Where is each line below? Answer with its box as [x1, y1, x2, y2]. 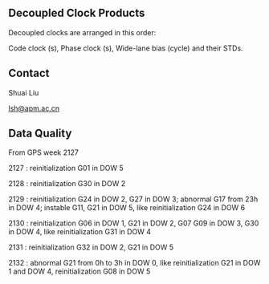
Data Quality [8, 127, 72, 140]
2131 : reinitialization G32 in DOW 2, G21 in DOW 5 [8, 242, 174, 252]
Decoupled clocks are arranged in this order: [8, 27, 157, 37]
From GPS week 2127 [8, 148, 79, 157]
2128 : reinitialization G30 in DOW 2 [8, 179, 126, 189]
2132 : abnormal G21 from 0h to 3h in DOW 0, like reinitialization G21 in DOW [8, 258, 261, 268]
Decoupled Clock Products [8, 6, 145, 20]
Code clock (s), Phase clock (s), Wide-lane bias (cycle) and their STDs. [8, 43, 243, 53]
